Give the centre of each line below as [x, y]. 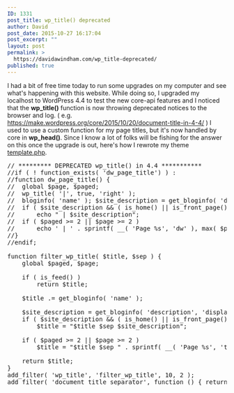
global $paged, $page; [61, 263]
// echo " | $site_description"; [73, 214]
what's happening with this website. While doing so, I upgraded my [103, 93]
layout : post [26, 46]
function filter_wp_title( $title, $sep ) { [85, 256]
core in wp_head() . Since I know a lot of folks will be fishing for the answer [115, 138]
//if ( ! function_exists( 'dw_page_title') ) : [92, 172]
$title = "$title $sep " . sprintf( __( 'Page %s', [127, 347]
